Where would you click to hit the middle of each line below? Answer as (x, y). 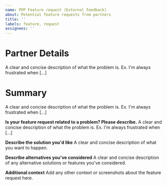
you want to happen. (26, 148)
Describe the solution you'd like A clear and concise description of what (81, 142)
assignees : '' (20, 29)
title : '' (16, 19)
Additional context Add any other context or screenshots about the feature (83, 172)
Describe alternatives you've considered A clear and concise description (82, 157)
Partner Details (37, 54)
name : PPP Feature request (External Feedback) (56, 10)
